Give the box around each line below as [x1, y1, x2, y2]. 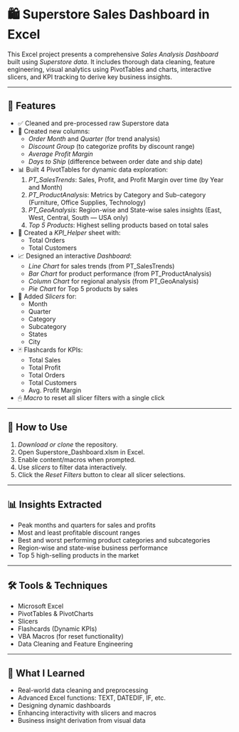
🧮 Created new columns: [17, 127, 90, 135]
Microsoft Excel [17, 602, 64, 610]
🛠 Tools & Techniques [7, 579, 108, 592]
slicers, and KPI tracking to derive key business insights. [7, 73, 173, 81]
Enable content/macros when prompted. [17, 455, 137, 464]
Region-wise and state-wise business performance [17, 543, 169, 553]
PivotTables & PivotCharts [17, 610, 94, 618]
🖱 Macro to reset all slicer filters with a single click [17, 393, 165, 402]
